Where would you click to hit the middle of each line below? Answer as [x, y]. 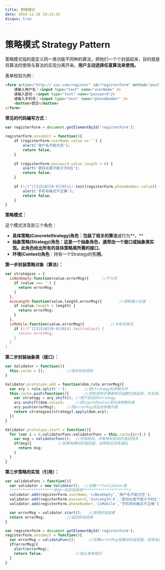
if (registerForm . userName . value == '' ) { [58, 141]
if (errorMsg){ [24, 544]
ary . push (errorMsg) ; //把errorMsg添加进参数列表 [66, 407]
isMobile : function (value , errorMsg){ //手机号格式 [71, 324]
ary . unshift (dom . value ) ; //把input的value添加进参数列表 [74, 403]
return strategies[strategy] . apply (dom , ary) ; [61, 412]
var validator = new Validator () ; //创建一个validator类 [68, 485]
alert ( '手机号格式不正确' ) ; [49, 191]
